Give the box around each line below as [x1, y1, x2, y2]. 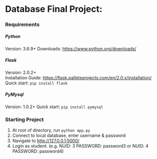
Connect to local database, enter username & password [12, 132, 126, 139]
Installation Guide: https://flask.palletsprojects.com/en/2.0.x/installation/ [5, 75, 152, 81]
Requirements [5, 21, 40, 28]
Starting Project [5, 116, 44, 123]
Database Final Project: [5, 3, 103, 15]
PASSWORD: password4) [12, 148, 64, 154]
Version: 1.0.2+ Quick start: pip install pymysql [5, 104, 104, 110]
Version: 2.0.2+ [5, 70, 37, 76]
